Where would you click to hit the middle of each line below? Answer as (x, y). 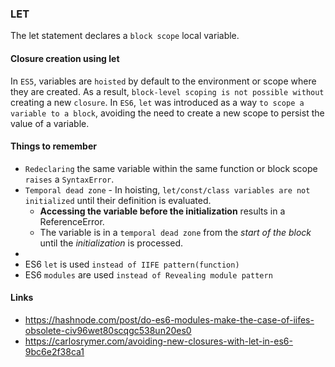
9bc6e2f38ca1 (54, 351)
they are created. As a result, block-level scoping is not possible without (167, 91)
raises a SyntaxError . (69, 179)
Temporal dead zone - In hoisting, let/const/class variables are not (167, 189)
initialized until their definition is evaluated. (118, 200)
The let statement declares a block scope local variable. (125, 36)
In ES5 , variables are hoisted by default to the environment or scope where (163, 81)
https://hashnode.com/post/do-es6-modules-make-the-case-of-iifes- (169, 319)
